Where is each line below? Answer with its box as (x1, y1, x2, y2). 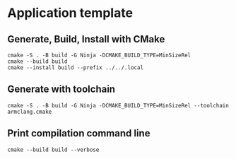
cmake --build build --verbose (7, 146, 100, 153)
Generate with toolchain (7, 83, 115, 95)
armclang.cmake (7, 108, 52, 115)
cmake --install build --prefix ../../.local (7, 64, 143, 71)
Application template (7, 5, 133, 21)
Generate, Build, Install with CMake (7, 33, 165, 45)
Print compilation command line (7, 127, 151, 139)
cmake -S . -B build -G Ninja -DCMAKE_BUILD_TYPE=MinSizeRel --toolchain (7, 102, 230, 109)
